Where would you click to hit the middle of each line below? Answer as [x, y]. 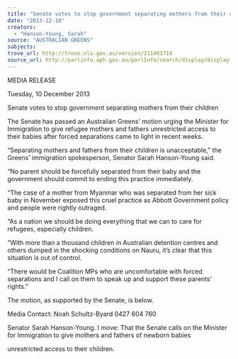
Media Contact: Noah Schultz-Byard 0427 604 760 [82, 314]
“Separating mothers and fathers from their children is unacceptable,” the [114, 150]
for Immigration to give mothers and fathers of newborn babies [99, 335]
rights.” [18, 286]
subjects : [22, 47]
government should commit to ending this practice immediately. [100, 178]
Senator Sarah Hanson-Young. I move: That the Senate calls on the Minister [118, 327]
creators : [22, 27]
